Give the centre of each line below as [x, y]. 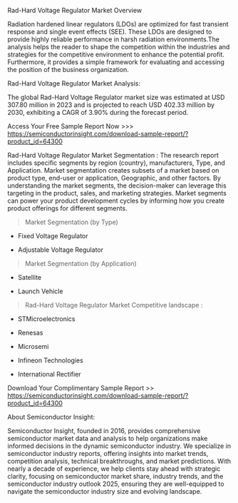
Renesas [30, 332]
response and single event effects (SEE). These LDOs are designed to [110, 32]
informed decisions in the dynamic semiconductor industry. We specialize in [119, 446]
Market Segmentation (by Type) [72, 222]
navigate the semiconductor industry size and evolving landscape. [105, 491]
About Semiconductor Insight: [51, 417]
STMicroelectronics [46, 319]
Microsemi [33, 346]
